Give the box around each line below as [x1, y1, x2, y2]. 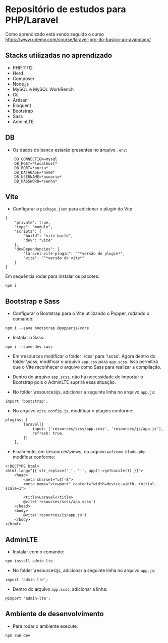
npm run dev [5, 633, 30, 638]
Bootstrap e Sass [5, 297, 60, 305]
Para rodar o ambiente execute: [12, 623, 78, 629]
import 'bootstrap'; [5, 399, 49, 404]
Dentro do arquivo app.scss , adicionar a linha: [12, 586, 107, 592]
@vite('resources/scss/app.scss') [23, 499, 96, 505]
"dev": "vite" [23, 238, 53, 243]
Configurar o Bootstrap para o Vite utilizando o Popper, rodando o [12, 310, 150, 316]
